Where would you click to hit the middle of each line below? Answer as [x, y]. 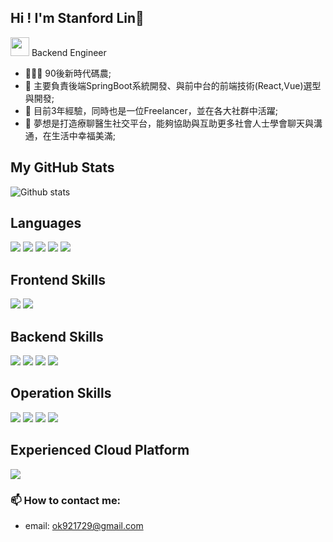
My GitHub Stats [62, 167]
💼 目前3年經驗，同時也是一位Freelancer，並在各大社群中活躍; [151, 110]
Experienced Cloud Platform [100, 450]
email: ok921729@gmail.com [84, 525]
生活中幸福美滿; [84, 135]
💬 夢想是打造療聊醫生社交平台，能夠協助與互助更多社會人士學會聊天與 [169, 123]
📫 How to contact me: [66, 500]
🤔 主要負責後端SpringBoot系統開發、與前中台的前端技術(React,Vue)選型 [173, 85]
